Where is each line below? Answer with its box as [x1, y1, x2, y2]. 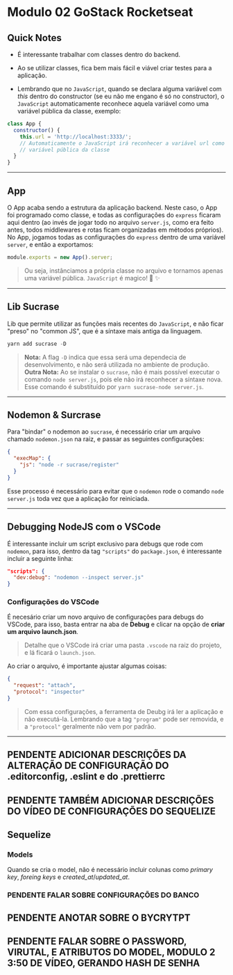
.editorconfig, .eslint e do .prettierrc [7, 770, 166, 783]
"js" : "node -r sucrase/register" [19, 461, 119, 468]
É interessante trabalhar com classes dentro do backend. [17, 50, 181, 58]
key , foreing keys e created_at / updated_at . [7, 873, 130, 881]
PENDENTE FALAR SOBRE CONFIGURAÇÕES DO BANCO [7, 890, 200, 900]
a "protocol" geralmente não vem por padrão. [24, 722, 156, 731]
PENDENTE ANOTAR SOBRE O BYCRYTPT [7, 912, 191, 924]
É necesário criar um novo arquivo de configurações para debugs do [7, 613, 204, 621]
